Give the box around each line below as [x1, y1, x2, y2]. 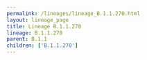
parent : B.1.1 [6, 36, 48, 43]
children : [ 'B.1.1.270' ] [6, 42, 78, 49]
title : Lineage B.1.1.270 [6, 23, 81, 30]
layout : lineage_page [6, 17, 69, 23]
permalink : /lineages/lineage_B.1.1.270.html [6, 10, 140, 17]
